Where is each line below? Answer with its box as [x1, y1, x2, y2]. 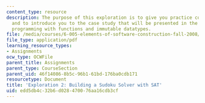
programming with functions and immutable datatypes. [12, 25, 151, 32]
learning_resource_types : [6, 43, 72, 49]
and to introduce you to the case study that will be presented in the [12, 20, 198, 26]
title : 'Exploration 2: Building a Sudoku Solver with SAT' [6, 82, 163, 88]
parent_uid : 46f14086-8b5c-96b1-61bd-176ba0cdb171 [6, 71, 138, 77]
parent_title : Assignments [6, 59, 75, 65]
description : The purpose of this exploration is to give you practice [6, 15, 192, 21]
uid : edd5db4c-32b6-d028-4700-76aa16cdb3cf [6, 88, 119, 94]
